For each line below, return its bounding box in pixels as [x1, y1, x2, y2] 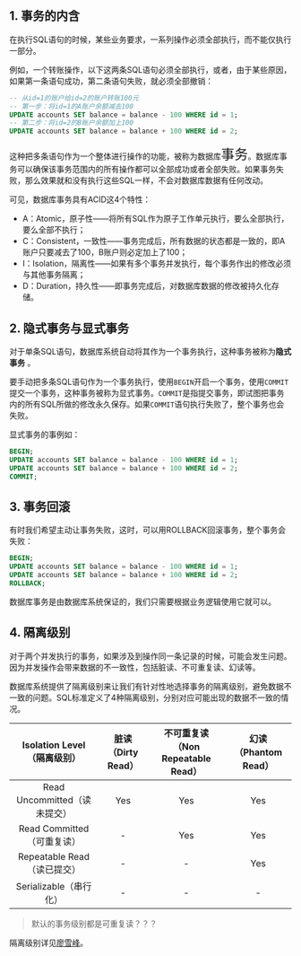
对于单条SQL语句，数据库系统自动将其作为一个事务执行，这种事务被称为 [9, 346, 276, 356]
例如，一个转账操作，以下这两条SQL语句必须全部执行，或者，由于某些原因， [9, 64, 292, 75]
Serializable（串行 [15, 880, 92, 892]
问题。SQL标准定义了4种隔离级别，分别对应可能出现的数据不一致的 [32, 692, 281, 703]
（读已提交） [26, 863, 82, 875]
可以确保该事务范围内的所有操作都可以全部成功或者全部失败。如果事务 [16, 164, 276, 175]
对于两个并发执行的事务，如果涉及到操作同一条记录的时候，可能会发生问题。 [9, 650, 292, 662]
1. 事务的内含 [9, 8, 81, 24]
